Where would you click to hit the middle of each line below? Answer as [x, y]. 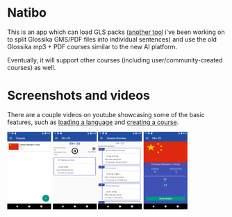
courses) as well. [32, 67]
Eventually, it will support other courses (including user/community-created [115, 60]
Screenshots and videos [79, 96]
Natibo [27, 13]
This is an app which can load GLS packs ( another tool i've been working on [116, 32]
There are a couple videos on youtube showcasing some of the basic [106, 114]
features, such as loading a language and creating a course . [93, 122]
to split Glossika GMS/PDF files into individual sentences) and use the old [112, 39]
